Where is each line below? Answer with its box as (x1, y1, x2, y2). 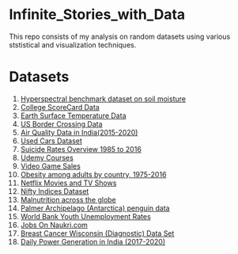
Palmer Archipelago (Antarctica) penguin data (20, 203, 170, 213)
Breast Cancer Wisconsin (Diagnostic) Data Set (20, 228, 175, 238)
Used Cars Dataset (20, 136, 82, 146)
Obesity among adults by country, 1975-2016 (20, 169, 167, 179)
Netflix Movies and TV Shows (20, 178, 117, 188)
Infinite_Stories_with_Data (9, 6, 186, 24)
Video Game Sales (20, 161, 81, 171)
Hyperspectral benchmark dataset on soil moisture (20, 93, 187, 104)
